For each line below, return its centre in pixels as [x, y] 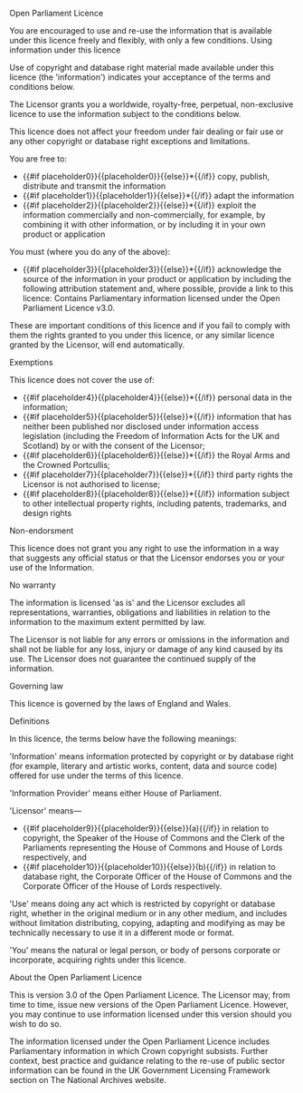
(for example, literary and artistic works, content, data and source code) [143, 766]
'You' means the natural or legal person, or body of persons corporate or [145, 950]
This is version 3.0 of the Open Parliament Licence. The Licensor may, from [150, 995]
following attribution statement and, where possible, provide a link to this [158, 288]
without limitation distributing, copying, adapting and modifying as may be [147, 923]
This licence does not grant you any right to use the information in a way [144, 548]
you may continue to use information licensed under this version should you [151, 1014]
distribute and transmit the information [94, 186]
